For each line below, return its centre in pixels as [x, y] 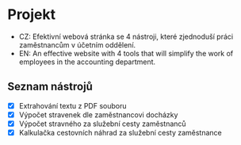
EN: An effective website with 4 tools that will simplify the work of [126, 53]
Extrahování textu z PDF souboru [73, 105]
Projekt [32, 15]
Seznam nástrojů [50, 87]
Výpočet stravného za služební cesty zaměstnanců [103, 124]
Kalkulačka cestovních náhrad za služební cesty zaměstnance [120, 132]
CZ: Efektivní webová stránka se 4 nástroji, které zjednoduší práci [126, 36]
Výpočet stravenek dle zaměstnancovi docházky [98, 114]
